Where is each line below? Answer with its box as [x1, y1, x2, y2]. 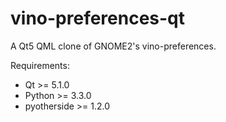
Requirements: [10, 59, 70, 71]
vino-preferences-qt [10, 7, 186, 30]
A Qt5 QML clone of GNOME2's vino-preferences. [10, 40, 217, 52]
